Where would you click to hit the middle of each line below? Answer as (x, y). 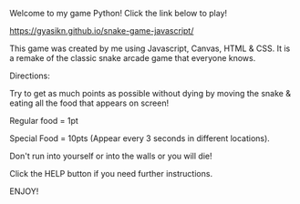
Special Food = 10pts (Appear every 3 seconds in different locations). (140, 138)
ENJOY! (24, 191)
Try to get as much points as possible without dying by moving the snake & (150, 93)
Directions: (30, 76)
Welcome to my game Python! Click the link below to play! (119, 13)
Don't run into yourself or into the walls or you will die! (111, 156)
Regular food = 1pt (44, 121)
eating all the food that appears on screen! (89, 103)
